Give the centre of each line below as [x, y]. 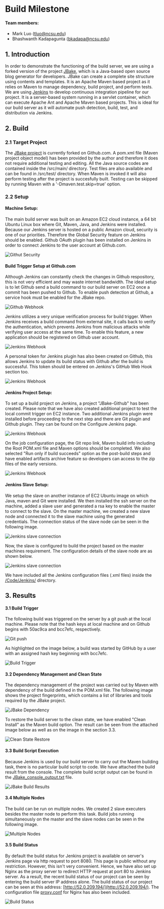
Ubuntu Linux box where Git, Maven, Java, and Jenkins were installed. [76, 225]
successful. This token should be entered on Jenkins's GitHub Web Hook [79, 367]
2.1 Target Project [26, 142]
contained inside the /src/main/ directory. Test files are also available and [79, 168]
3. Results [20, 596]
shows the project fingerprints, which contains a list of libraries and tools [78, 695]
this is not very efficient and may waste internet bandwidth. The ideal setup [81, 282]
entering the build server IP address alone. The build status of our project [79, 882]
